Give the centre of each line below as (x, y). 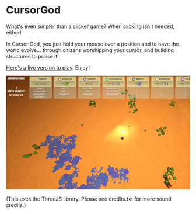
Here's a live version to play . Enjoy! (48, 67)
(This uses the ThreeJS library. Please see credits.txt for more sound (89, 199)
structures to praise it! (33, 56)
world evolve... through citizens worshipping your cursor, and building (90, 50)
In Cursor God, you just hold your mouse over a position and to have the (92, 44)
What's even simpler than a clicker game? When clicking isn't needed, (90, 26)
